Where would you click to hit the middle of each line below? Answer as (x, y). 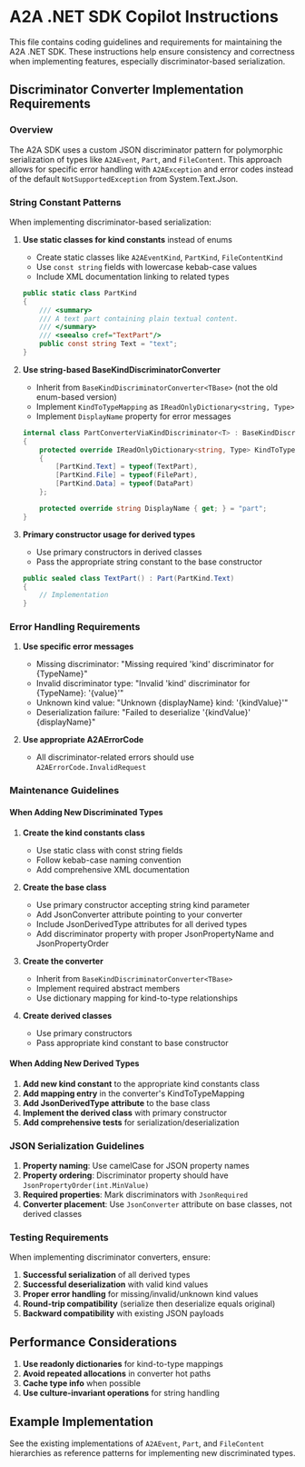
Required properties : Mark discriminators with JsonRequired (135, 1195)
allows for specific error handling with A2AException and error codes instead (151, 169)
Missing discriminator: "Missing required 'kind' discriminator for (155, 664)
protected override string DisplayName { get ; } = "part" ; (153, 508)
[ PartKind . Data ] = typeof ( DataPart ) (125, 484)
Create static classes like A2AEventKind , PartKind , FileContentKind (159, 257)
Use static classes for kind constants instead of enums (128, 239)
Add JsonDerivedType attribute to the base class (116, 1103)
